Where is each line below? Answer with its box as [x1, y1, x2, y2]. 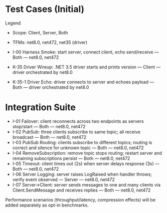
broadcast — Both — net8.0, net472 [12, 134, 87, 140]
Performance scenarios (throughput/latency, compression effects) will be [5, 197, 156, 203]
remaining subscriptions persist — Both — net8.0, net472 [12, 155, 131, 161]
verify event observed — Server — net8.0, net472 [12, 176, 115, 183]
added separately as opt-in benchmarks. [5, 202, 89, 208]
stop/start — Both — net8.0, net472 [12, 123, 86, 129]
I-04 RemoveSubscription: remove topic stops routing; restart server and [12, 150, 162, 156]
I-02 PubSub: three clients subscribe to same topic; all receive [12, 129, 141, 135]
